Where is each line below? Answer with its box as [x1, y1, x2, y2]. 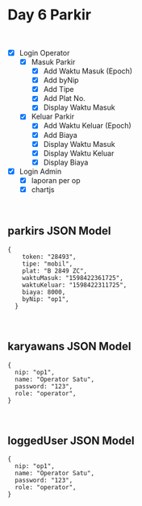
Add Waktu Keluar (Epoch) [43, 121, 132, 131]
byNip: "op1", [22, 295, 69, 303]
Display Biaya [43, 157, 89, 167]
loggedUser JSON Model [7, 433, 135, 447]
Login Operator [19, 48, 70, 57]
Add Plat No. [43, 94, 86, 103]
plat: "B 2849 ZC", [22, 266, 88, 275]
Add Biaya [43, 130, 77, 140]
